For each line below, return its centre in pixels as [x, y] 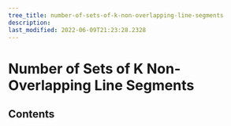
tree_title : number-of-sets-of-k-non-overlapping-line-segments [116, 15]
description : [30, 23]
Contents [32, 114]
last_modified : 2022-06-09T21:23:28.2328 [77, 30]
